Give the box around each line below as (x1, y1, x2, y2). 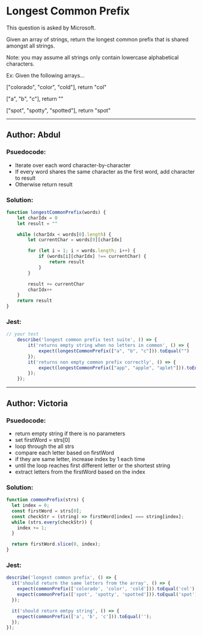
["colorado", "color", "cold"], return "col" (6, 83, 107, 91)
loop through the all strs (14, 442, 75, 450)
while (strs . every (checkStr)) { (11, 519, 93, 525)
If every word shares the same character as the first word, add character (14, 168, 195, 175)
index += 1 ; (17, 525, 47, 531)
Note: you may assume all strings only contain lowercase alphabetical (6, 54, 179, 61)
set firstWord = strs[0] (14, 436, 70, 443)
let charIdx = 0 (17, 215, 58, 221)
